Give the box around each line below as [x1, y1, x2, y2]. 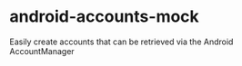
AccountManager [9, 45, 75, 56]
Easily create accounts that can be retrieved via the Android [9, 36, 234, 47]
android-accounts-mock [9, 6, 200, 27]
